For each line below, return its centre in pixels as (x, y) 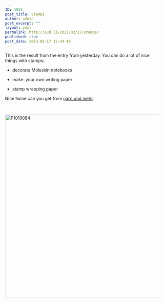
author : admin (20, 19)
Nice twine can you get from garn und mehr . (50, 98)
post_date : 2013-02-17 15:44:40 (38, 42)
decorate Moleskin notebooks (42, 70)
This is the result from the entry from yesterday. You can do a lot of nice (77, 55)
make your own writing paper (42, 79)
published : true (21, 37)
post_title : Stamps (25, 14)
